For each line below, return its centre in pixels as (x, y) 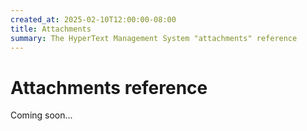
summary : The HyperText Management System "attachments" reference (154, 38)
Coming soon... (41, 115)
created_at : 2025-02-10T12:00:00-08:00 (93, 19)
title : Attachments (51, 29)
